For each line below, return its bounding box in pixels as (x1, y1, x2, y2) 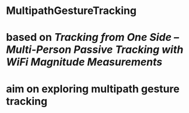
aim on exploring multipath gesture (6, 82, 180, 96)
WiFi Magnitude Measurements (6, 55, 163, 69)
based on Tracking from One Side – (6, 31, 180, 44)
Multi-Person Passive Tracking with (6, 43, 184, 57)
